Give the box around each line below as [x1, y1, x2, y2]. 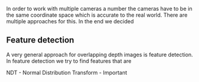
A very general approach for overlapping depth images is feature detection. [6, 51, 194, 58]
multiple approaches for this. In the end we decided [6, 18, 134, 25]
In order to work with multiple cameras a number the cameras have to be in [6, 5, 192, 12]
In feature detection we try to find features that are [6, 57, 132, 65]
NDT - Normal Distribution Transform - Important [6, 69, 127, 76]
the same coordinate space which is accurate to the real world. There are [6, 11, 188, 19]
